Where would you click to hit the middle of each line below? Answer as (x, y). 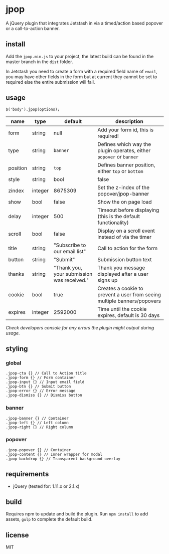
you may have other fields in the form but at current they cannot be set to (81, 77)
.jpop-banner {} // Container (37, 418)
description (129, 121)
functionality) (113, 223)
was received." (71, 280)
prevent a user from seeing (129, 294)
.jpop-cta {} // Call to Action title (46, 374)
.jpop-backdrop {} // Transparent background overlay (63, 459)
